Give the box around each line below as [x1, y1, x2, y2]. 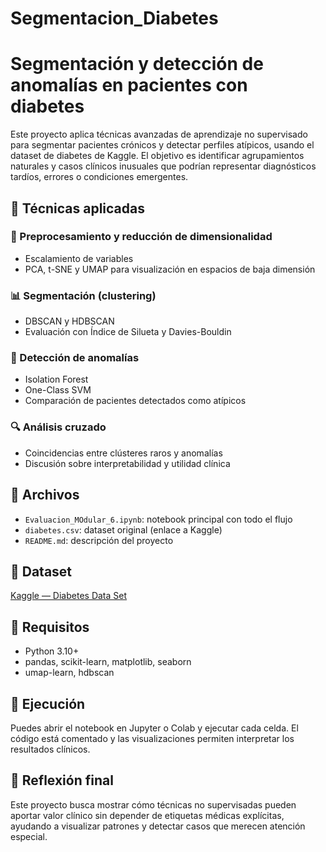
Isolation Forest [24, 373, 89, 386]
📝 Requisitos [10, 618, 90, 636]
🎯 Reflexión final [10, 772, 114, 789]
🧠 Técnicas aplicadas [10, 200, 146, 217]
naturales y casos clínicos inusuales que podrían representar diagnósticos [10, 160, 317, 172]
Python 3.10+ [24, 645, 80, 657]
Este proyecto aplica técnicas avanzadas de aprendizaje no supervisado [10, 128, 308, 141]
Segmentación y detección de [10, 53, 264, 76]
